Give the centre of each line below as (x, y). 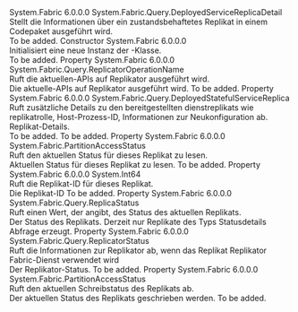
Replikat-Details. (39, 126)
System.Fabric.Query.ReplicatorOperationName (97, 69)
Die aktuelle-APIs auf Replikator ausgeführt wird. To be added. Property (142, 88)
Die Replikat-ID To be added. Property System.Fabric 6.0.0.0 (121, 193)
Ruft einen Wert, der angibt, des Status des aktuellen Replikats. (125, 212)
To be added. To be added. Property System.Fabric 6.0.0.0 (117, 136)
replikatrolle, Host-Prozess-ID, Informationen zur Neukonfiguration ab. (139, 117)
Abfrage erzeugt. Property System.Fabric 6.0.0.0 (99, 231)
